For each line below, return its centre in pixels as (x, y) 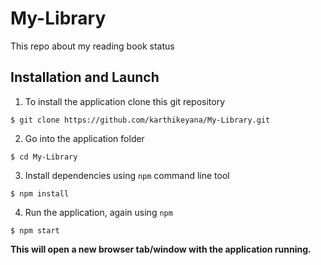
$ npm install (40, 193)
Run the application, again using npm (98, 212)
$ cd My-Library (44, 157)
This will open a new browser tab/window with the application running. (161, 249)
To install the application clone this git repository (125, 101)
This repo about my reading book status (92, 46)
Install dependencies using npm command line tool (127, 175)
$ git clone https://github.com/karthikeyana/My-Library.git (140, 120)
